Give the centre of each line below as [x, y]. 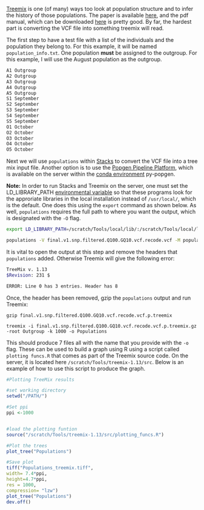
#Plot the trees [27, 446]
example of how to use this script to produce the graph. [76, 368]
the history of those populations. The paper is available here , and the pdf [97, 15]
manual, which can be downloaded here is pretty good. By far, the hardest [99, 22]
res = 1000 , [21, 485]
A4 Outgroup [21, 88]
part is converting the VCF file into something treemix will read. [85, 28]
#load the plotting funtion [42, 429]
